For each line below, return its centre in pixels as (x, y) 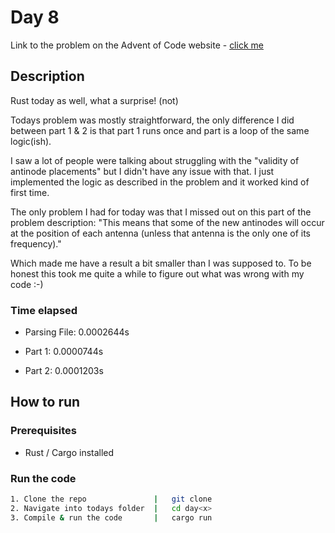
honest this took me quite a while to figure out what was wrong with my (157, 273)
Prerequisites (43, 431)
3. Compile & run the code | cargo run (111, 517)
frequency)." (36, 243)
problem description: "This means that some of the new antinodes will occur (167, 222)
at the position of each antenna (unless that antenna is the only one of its (160, 233)
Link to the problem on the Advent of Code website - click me (137, 45)
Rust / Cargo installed (69, 452)
